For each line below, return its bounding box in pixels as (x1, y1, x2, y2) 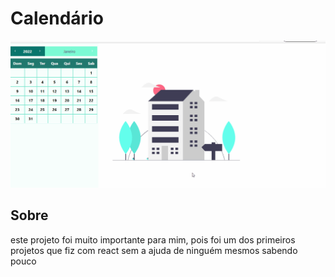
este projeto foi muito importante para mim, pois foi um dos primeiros (10, 233, 296, 246)
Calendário (10, 7, 104, 30)
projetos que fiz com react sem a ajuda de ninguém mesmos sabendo (10, 244, 298, 256)
